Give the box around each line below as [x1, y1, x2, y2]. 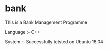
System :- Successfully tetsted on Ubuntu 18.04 [5, 38, 103, 45]
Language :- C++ [5, 29, 41, 35]
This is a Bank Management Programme [5, 19, 87, 25]
